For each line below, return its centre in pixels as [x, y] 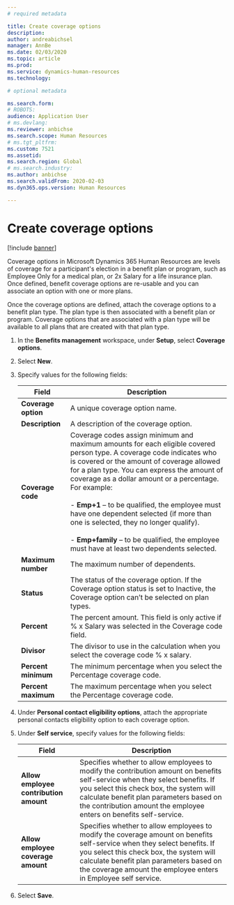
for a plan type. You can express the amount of [147, 470]
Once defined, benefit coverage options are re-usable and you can [103, 283]
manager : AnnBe [29, 46]
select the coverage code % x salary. [131, 655]
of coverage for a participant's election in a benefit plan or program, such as [117, 269]
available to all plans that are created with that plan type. [88, 327]
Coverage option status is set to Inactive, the [143, 588]
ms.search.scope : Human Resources [57, 136]
